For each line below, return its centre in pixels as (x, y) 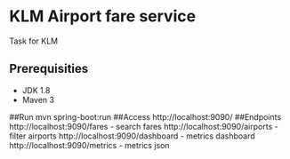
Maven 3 (38, 99)
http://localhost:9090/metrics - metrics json (90, 145)
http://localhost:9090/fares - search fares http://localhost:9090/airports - (144, 126)
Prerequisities (49, 69)
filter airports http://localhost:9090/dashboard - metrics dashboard (132, 136)
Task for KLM (34, 41)
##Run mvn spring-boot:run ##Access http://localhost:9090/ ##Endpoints (145, 116)
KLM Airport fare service (103, 16)
